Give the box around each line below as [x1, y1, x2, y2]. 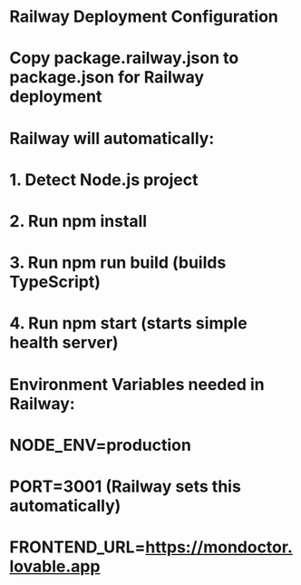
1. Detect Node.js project [9, 170, 199, 190]
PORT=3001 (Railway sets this [9, 476, 242, 496]
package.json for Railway [9, 67, 205, 88]
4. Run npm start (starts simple [9, 313, 248, 334]
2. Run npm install [9, 210, 148, 231]
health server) [9, 333, 120, 353]
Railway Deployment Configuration [9, 6, 279, 27]
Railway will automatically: [9, 128, 215, 149]
